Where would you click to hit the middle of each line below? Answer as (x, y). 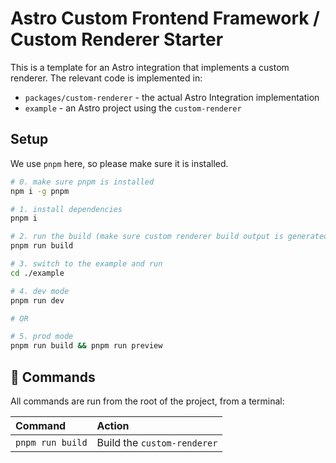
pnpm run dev (37, 300)
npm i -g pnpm (40, 191)
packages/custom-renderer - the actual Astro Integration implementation (172, 97)
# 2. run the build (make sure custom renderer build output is (147, 237)
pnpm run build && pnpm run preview (86, 346)
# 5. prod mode (42, 337)
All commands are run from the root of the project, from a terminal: (147, 401)
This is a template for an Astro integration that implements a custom (150, 67)
